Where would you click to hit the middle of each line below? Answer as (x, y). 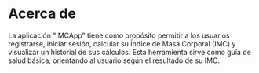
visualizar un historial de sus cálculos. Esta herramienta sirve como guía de (129, 52)
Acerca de (42, 14)
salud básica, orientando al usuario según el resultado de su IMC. (114, 60)
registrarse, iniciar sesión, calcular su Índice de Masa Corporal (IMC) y (122, 43)
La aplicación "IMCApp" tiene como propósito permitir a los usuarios (119, 35)
